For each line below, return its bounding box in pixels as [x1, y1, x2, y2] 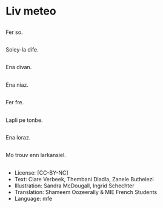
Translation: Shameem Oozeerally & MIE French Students [14, 188, 158, 195]
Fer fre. [5, 99, 24, 106]
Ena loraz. [5, 133, 31, 141]
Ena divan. [5, 64, 32, 71]
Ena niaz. [5, 81, 28, 89]
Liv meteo [5, 4, 56, 18]
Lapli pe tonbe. [5, 116, 43, 124]
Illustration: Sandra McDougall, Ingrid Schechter [14, 182, 135, 189]
